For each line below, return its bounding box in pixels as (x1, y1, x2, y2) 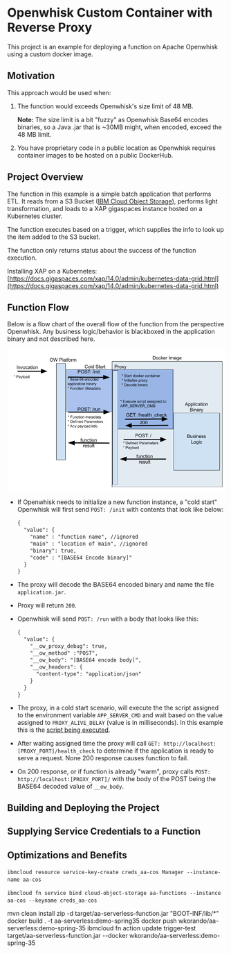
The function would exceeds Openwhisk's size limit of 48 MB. (17, 102, 194, 110)
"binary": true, (30, 547, 77, 554)
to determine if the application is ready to (96, 746, 214, 755)
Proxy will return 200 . (17, 601, 77, 609)
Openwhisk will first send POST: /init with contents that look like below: (17, 505, 223, 513)
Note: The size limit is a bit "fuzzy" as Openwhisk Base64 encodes (17, 115, 209, 124)
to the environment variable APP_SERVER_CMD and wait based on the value (17, 710, 223, 719)
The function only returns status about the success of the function (7, 246, 196, 254)
